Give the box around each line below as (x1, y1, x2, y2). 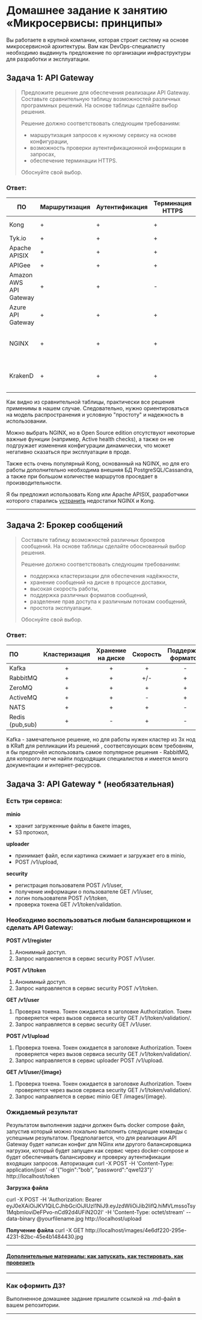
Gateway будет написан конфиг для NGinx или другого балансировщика (6, 1141, 192, 1148)
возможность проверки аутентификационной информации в (29, 144, 186, 151)
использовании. (6, 417, 47, 425)
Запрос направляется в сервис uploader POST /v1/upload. (14, 1057, 164, 1064)
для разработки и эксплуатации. (6, 55, 90, 63)
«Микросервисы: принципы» (6, 16, 164, 30)
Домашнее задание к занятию (6, 4, 168, 17)
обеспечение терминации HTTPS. (29, 157, 118, 164)
